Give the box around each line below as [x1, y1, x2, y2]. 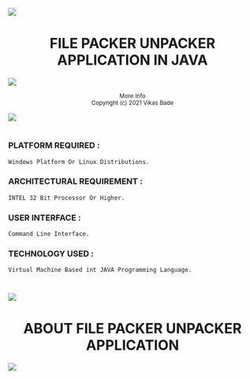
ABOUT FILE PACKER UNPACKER [23, 319, 242, 337]
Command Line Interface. [8, 230, 90, 238]
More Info [119, 91, 146, 100]
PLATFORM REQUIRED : [8, 140, 100, 151]
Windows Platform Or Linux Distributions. [8, 158, 150, 165]
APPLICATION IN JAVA [57, 51, 208, 69]
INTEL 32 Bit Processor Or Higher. [8, 194, 125, 202]
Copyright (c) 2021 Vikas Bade [91, 98, 174, 106]
